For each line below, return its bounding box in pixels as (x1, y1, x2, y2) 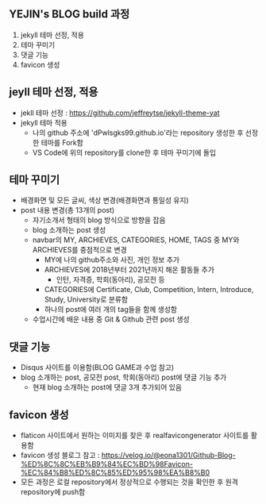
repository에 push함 (20, 487, 86, 497)
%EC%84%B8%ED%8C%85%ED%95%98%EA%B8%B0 (20, 467, 210, 478)
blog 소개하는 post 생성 (32, 225, 106, 235)
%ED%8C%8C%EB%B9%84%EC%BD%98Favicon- (20, 460, 194, 469)
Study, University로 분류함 (44, 294, 129, 304)
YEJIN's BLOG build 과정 (9, 7, 130, 21)
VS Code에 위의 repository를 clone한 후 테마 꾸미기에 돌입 (32, 148, 217, 157)
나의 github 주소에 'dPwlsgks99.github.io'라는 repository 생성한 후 (32, 128, 244, 137)
